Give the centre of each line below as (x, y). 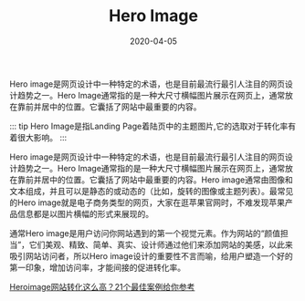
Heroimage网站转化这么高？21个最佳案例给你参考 (102, 286)
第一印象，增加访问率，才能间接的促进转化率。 (97, 267)
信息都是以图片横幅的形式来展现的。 (85, 213)
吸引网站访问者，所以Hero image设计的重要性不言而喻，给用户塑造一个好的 (152, 255)
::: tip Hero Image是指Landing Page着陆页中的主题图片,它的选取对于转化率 (149, 126)
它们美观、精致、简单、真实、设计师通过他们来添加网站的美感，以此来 (161, 244)
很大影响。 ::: (42, 137)
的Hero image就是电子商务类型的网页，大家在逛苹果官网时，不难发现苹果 (147, 202)
